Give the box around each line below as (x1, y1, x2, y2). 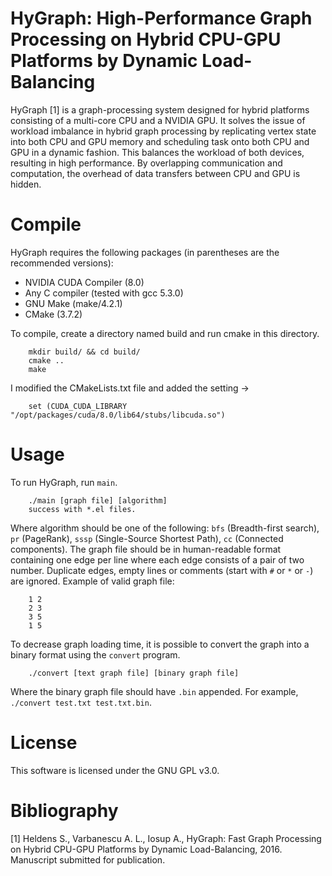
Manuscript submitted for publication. (10, 853, 166, 866)
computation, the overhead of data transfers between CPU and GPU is (10, 167, 301, 179)
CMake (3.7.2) (24, 308, 83, 320)
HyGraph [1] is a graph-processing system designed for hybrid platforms (10, 103, 310, 116)
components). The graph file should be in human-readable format (10, 543, 282, 555)
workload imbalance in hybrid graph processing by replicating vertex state (10, 125, 317, 137)
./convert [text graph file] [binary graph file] (28, 668, 240, 678)
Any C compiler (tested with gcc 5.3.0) (24, 287, 184, 299)
